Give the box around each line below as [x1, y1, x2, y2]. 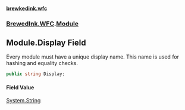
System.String [6, 97, 41, 104]
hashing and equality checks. [6, 60, 79, 67]
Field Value [6, 83, 35, 91]
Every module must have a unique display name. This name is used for [6, 53, 180, 60]
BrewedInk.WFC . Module [6, 20, 79, 28]
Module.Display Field [6, 37, 86, 47]
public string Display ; [6, 71, 65, 77]
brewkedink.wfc [6, 5, 48, 12]
